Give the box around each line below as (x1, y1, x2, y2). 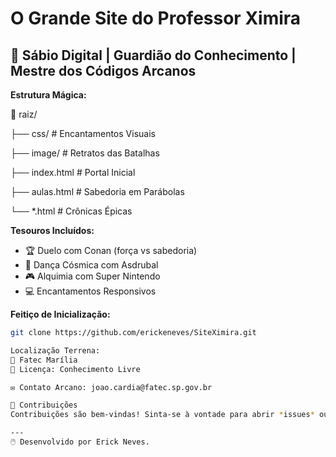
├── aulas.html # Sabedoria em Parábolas (10, 186, 185, 197)
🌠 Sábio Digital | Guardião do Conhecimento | (10, 47, 297, 64)
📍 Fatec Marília (10, 355, 78, 365)
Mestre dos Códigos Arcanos (10, 62, 197, 79)
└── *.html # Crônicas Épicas (10, 205, 133, 217)
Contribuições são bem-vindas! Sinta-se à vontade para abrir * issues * (10, 410, 315, 420)
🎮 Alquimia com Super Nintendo (24, 270, 161, 282)
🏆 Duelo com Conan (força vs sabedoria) (24, 245, 198, 256)
